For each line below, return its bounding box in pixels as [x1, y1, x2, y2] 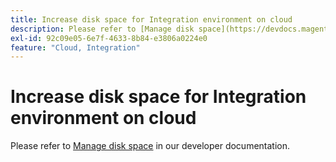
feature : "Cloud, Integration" [10, 42, 141, 53]
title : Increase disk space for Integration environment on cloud [10, 14, 293, 25]
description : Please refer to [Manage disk [10, 24, 195, 34]
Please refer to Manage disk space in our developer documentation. [10, 140, 291, 152]
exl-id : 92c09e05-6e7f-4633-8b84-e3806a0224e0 [10, 33, 208, 43]
